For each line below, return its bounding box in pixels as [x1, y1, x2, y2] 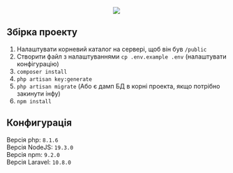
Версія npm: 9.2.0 [6, 150, 60, 158]
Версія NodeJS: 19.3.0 [6, 143, 74, 151]
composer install [16, 68, 68, 75]
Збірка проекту [6, 27, 78, 38]
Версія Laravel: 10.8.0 [6, 158, 71, 166]
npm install [16, 98, 52, 105]
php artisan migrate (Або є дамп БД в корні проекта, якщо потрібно [16, 82, 220, 90]
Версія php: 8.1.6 [6, 135, 59, 144]
